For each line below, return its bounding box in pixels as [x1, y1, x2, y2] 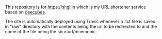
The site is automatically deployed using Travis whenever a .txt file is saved [5, 19, 156, 24]
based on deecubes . [5, 9, 46, 15]
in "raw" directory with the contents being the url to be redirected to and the [5, 24, 157, 29]
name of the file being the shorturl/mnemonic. [5, 29, 97, 34]
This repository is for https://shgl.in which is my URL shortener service [5, 4, 146, 10]
